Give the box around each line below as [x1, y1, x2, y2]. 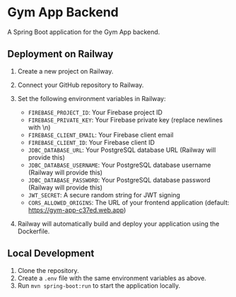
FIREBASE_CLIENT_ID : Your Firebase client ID [28, 138, 155, 146]
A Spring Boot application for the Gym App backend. [7, 28, 160, 36]
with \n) [28, 123, 51, 132]
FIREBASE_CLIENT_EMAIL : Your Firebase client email [28, 130, 174, 139]
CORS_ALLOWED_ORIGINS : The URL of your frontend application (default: [28, 198, 230, 206]
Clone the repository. [17, 266, 79, 274]
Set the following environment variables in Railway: [17, 94, 166, 103]
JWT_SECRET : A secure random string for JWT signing [28, 190, 180, 199]
